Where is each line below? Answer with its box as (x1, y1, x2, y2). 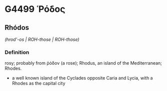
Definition (4, 49, 29, 56)
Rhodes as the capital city (11, 81, 65, 87)
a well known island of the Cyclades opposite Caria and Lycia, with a (11, 75, 153, 81)
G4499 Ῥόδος (4, 3, 65, 15)
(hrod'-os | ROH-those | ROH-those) (4, 36, 79, 42)
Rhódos (4, 23, 29, 32)
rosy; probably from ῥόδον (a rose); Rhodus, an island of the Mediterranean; (4, 60, 162, 66)
